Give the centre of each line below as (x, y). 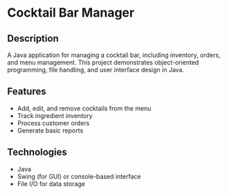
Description (33, 39)
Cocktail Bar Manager (71, 13)
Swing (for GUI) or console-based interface (79, 176)
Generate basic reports (50, 130)
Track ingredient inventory (55, 115)
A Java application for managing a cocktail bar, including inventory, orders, (114, 55)
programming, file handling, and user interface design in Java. (96, 70)
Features (27, 92)
